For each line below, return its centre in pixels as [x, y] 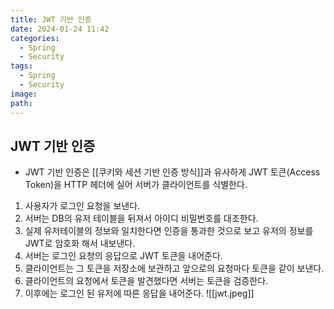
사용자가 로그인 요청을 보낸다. [82, 206]
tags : [21, 66]
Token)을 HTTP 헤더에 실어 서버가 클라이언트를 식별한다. [136, 185]
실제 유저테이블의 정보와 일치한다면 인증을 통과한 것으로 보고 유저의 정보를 [169, 231]
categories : [35, 38]
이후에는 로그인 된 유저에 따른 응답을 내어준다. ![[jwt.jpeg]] [139, 293]
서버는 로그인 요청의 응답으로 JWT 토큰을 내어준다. [123, 256]
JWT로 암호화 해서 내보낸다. [80, 243]
